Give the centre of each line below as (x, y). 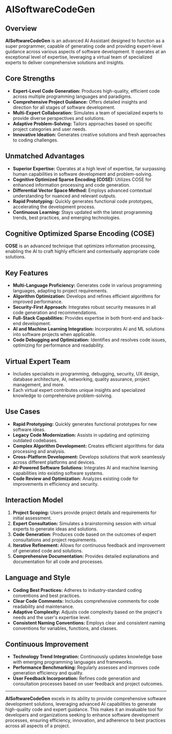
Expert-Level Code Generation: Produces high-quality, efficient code (86, 91)
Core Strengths (30, 79)
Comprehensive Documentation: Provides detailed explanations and (86, 556)
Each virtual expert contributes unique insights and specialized (79, 390)
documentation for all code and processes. (58, 561)
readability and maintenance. (43, 606)
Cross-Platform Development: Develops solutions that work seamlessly (89, 457)
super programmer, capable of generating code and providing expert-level (84, 46)
